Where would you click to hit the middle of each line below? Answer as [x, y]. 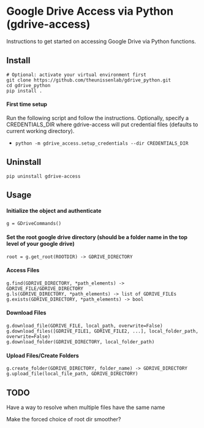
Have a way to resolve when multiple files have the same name [86, 407]
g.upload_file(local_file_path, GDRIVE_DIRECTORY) [72, 374]
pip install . [25, 91]
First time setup [27, 104]
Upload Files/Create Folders [43, 355]
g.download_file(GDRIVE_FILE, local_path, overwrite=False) [85, 326]
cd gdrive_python [28, 85]
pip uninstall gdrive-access [43, 176]
